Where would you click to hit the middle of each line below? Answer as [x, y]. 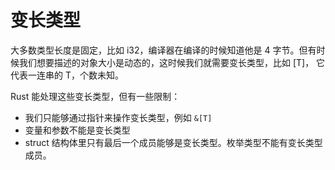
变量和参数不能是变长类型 [77, 130]
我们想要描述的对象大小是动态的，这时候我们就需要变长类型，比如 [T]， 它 [172, 62]
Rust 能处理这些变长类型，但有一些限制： [95, 96]
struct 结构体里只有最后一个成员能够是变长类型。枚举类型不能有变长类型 [173, 142]
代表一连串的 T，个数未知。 [67, 75]
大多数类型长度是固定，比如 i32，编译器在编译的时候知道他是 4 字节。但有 [163, 50]
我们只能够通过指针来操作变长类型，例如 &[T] [118, 117]
